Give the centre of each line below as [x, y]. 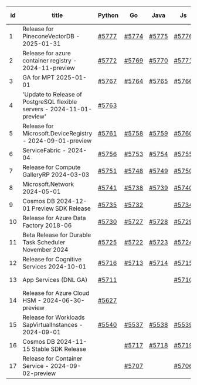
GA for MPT [39, 77]
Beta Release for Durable [57, 235]
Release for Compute [52, 167]
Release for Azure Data [54, 218]
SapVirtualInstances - [53, 325]
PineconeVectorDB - [51, 36]
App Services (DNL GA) [55, 280]
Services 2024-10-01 [55, 266]
